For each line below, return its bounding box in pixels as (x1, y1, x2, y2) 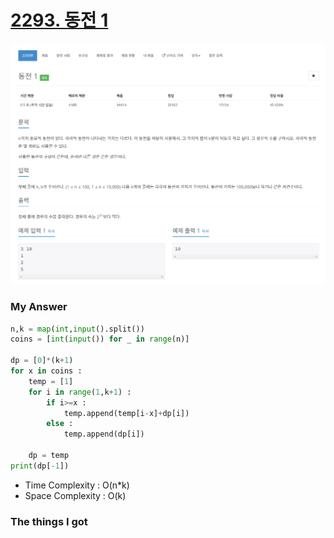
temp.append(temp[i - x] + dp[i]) (63, 408, 190, 418)
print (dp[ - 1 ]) (10, 461, 70, 471)
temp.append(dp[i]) (63, 429, 145, 440)
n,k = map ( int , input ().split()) (10, 324, 145, 334)
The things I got (10, 514, 88, 528)
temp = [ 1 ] (28, 376, 74, 386)
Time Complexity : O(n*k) (24, 479, 130, 491)
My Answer (10, 300, 68, 314)
